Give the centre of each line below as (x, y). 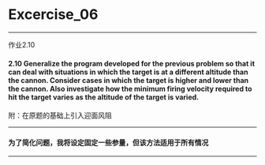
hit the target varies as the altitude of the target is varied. (104, 97)
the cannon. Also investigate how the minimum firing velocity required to (130, 88)
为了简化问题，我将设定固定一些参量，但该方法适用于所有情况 (108, 142)
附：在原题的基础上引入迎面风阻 (60, 115)
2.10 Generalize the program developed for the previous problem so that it (131, 63)
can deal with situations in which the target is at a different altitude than (128, 72)
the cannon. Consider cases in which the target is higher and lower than (129, 80)
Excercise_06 (53, 15)
